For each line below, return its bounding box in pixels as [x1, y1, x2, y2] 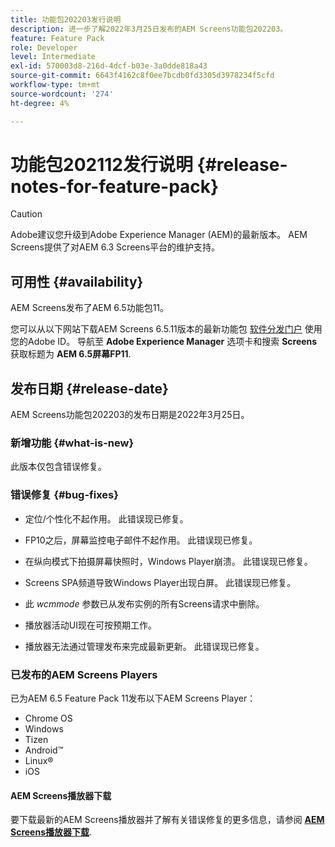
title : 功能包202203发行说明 [10, 14, 122, 25]
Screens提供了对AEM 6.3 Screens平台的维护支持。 [10, 241, 221, 253]
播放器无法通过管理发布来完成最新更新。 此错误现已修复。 [24, 640, 265, 652]
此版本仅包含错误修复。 [10, 461, 107, 473]
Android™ [24, 744, 64, 756]
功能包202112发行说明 [10, 153, 193, 176]
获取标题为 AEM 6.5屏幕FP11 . [10, 348, 132, 360]
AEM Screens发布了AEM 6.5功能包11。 [10, 302, 170, 314]
